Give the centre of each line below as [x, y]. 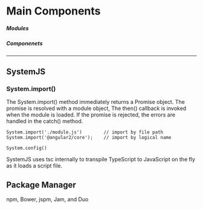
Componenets [24, 43]
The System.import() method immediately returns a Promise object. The [96, 102]
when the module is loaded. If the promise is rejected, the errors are [91, 115]
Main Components [53, 11]
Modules [18, 28]
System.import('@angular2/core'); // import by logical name [89, 138]
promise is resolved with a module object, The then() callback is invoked [96, 108]
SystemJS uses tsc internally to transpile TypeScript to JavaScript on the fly [101, 159]
